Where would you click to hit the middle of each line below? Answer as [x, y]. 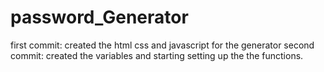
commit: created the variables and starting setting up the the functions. [157, 55]
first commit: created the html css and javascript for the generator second [162, 45]
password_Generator [99, 17]
